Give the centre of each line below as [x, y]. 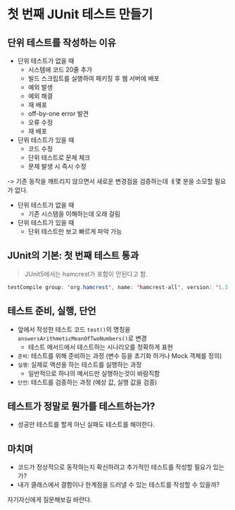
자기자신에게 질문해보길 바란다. [50, 499]
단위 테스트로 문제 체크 [59, 158]
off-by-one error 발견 [58, 114]
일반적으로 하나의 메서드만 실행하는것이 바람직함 [94, 373]
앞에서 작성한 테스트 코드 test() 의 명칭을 [74, 329]
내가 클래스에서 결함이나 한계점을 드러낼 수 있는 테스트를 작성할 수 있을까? [119, 485]
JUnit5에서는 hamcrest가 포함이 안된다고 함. [86, 274]
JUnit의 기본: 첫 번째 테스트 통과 [73, 256]
